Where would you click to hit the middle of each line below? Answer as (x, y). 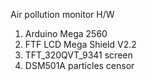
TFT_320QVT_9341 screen (78, 55)
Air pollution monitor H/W (62, 14)
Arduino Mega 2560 (66, 33)
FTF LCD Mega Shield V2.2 (80, 44)
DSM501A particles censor (79, 65)
